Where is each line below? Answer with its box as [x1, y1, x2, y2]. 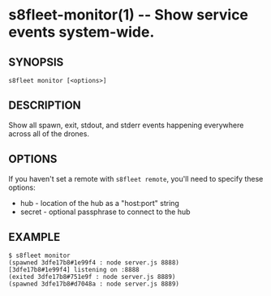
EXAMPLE [8, 230, 61, 244]
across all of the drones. [8, 128, 89, 139]
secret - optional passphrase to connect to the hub [19, 207, 191, 217]
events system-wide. [8, 23, 155, 41]
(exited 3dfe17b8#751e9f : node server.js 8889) [8, 273, 176, 281]
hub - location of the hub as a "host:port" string [19, 198, 180, 208]
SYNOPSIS [8, 55, 64, 69]
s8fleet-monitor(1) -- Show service [8, 6, 249, 24]
